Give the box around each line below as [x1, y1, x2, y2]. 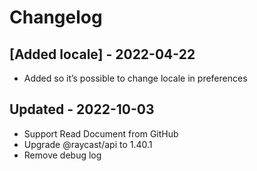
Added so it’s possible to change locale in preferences [23, 72, 248, 84]
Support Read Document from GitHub [23, 127, 179, 140]
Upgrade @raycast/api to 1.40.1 [23, 138, 153, 150]
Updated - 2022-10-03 [9, 101, 155, 118]
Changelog [9, 6, 103, 29]
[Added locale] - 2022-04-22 [9, 46, 196, 63]
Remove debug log [23, 149, 102, 161]
